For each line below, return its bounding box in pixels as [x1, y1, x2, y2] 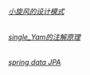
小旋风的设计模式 [8, 6, 65, 16]
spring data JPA [8, 57, 61, 66]
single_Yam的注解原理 [8, 32, 81, 42]
